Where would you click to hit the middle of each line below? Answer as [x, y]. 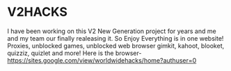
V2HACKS [38, 12]
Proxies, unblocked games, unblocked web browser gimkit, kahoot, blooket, [116, 45]
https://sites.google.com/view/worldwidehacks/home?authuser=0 [102, 60]
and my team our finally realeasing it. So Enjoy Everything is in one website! [115, 38]
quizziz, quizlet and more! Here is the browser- [74, 53]
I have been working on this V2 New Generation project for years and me [112, 31]
